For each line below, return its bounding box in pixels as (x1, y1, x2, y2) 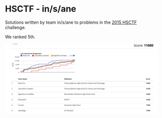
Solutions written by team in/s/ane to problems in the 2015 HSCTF (5, 19, 137, 25)
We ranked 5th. (5, 34, 35, 40)
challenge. (5, 24, 26, 30)
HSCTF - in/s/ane (5, 3, 77, 15)
